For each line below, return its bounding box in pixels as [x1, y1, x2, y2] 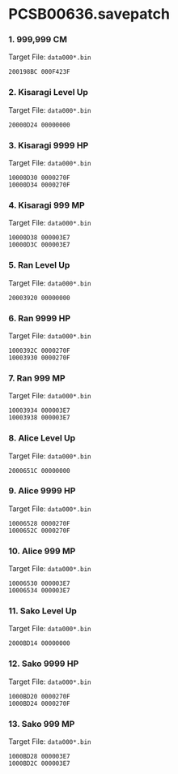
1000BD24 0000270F [8, 699, 70, 707]
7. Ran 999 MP [8, 372, 66, 384]
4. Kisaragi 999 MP [8, 200, 85, 211]
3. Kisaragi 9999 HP [8, 140, 89, 151]
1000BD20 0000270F [8, 692, 70, 700]
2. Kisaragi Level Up [8, 87, 89, 98]
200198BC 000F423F [8, 68, 70, 76]
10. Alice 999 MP [8, 545, 76, 557]
